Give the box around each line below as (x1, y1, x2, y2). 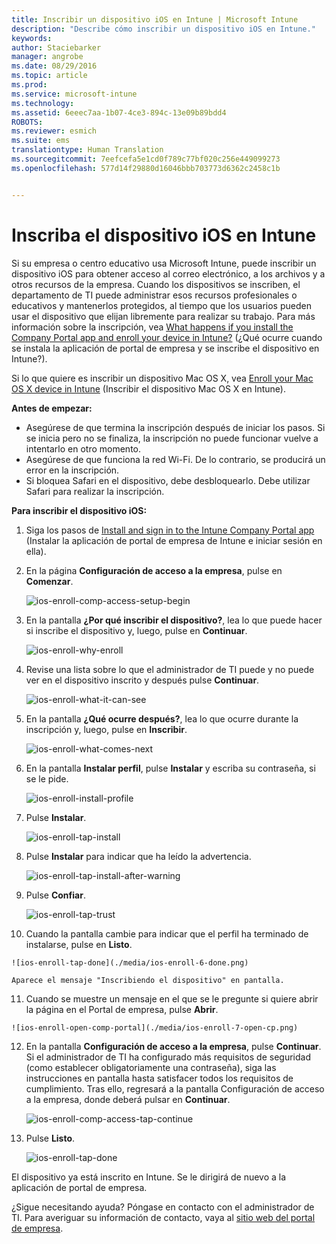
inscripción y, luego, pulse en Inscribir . (25, 723, 188, 735)
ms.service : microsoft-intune (11, 89, 138, 99)
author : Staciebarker (11, 42, 102, 53)
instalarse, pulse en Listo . (25, 938, 133, 950)
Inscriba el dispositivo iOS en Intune (11, 224, 317, 246)
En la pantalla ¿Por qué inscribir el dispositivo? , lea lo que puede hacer (25, 614, 323, 626)
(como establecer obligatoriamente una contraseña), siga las (25, 1061, 277, 1073)
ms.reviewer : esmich (11, 126, 98, 136)
